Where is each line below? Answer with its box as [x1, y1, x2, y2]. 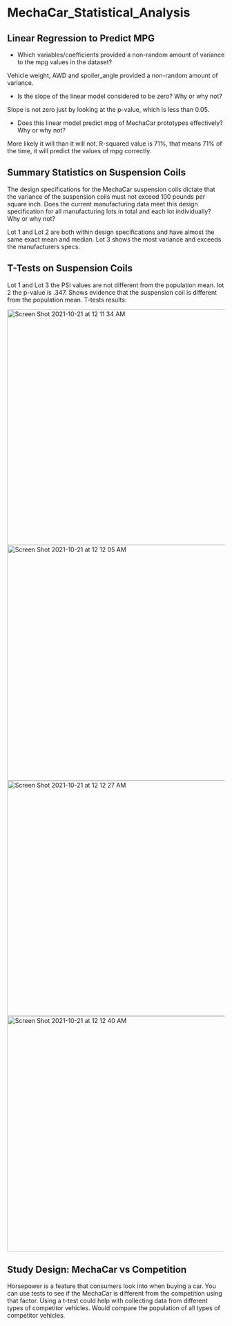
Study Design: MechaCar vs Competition [7, 1264, 187, 1276]
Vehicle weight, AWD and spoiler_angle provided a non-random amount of [7, 71, 219, 79]
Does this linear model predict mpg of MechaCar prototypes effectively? [17, 119, 223, 127]
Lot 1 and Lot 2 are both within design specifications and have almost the [7, 228, 215, 236]
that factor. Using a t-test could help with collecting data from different [7, 1296, 209, 1305]
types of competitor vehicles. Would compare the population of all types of [7, 1304, 221, 1312]
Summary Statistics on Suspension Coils [7, 167, 186, 179]
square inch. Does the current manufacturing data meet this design [7, 199, 198, 208]
